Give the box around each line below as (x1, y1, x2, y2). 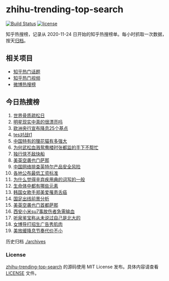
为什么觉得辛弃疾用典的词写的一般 (13, 176, 85, 182)
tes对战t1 (13, 132, 33, 138)
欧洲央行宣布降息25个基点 (13, 125, 68, 131)
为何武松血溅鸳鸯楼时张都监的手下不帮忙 (13, 144, 99, 150)
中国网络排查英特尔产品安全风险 (13, 163, 81, 169)
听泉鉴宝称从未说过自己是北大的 (13, 214, 81, 221)
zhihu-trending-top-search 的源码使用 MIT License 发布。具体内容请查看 (6, 264, 159, 270)
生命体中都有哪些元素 (13, 183, 58, 189)
